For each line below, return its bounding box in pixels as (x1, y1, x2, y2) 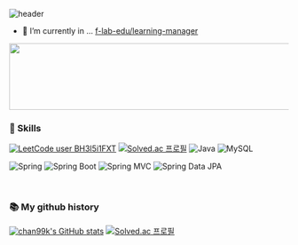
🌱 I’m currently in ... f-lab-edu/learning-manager (21, 26, 199, 36)
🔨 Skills (9, 122, 42, 134)
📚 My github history (9, 201, 99, 213)
